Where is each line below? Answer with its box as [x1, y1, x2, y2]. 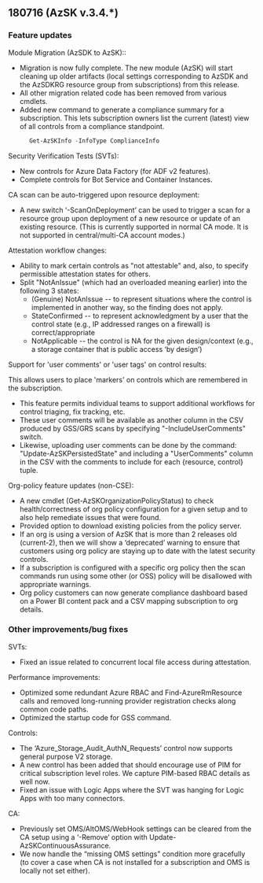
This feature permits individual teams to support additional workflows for [19, 398, 255, 408]
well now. [19, 777, 50, 786]
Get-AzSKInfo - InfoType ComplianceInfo [28, 137, 159, 145]
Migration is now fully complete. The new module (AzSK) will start [19, 63, 233, 72]
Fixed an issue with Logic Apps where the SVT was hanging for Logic [19, 785, 245, 794]
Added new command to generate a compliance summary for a [19, 105, 225, 114]
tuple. [19, 465, 38, 475]
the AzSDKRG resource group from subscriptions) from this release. [19, 79, 239, 89]
